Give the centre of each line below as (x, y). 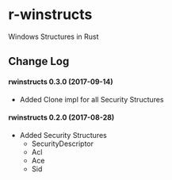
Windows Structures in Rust (54, 36)
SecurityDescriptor (62, 144)
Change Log (39, 61)
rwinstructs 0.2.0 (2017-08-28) (61, 117)
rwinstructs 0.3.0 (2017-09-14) (61, 82)
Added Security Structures (63, 135)
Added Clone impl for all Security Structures (92, 99)
